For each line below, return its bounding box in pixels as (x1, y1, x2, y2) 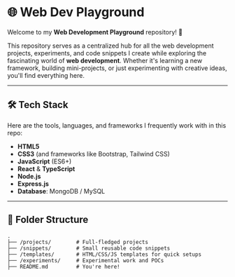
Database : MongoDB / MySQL (17, 187, 106, 195)
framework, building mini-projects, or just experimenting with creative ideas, (7, 64, 227, 72)
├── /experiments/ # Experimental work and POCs (7, 257, 164, 264)
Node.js (17, 172, 41, 180)
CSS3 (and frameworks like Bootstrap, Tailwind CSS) (17, 149, 170, 158)
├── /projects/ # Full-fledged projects (7, 238, 149, 245)
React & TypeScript (17, 164, 76, 173)
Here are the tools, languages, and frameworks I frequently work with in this (7, 121, 227, 130)
